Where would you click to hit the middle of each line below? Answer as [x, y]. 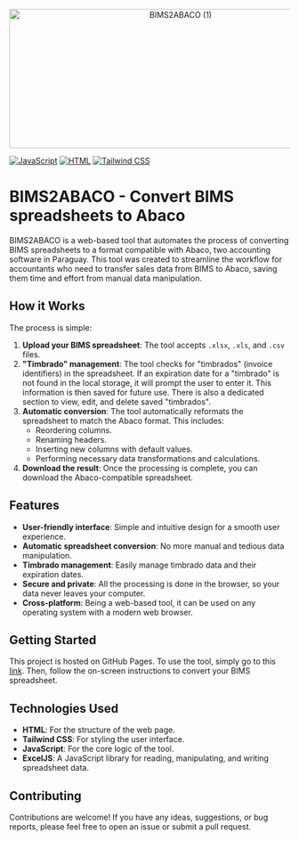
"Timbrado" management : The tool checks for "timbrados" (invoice [147, 363]
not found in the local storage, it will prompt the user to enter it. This [146, 382]
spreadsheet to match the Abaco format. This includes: [123, 420]
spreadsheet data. [56, 768]
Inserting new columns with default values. [114, 449]
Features [34, 506]
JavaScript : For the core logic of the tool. [98, 749]
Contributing [45, 796]
